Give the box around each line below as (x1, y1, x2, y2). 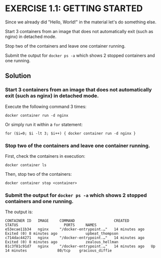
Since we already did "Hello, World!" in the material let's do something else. (5, 19, 157, 25)
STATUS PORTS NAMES (5, 222, 97, 228)
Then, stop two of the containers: (5, 171, 72, 177)
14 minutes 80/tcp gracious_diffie (5, 248, 112, 253)
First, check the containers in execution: (5, 153, 86, 159)
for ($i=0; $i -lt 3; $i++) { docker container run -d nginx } (5, 131, 136, 136)
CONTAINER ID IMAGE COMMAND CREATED (5, 219, 130, 223)
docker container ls (5, 163, 47, 167)
